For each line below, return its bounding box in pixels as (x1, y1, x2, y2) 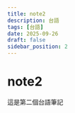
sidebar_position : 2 (7, 43, 69, 50)
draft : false (7, 37, 46, 44)
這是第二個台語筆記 (7, 97, 64, 106)
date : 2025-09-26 (7, 30, 59, 37)
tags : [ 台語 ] (7, 23, 44, 30)
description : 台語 (7, 17, 59, 24)
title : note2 (7, 10, 46, 18)
